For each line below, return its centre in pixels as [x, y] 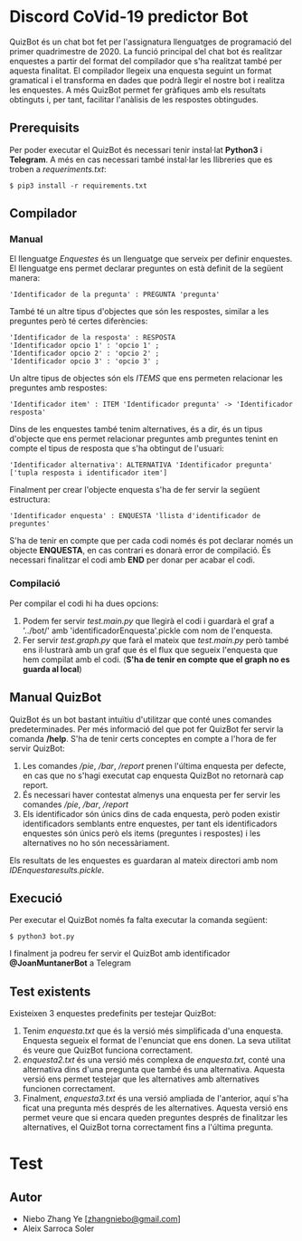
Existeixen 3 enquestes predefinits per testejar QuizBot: [113, 1014]
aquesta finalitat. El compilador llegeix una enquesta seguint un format [141, 71]
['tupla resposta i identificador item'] [89, 473]
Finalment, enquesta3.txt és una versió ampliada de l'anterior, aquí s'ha [156, 1099]
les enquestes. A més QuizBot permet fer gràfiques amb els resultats [138, 90]
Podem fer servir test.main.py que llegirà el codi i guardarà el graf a [148, 620]
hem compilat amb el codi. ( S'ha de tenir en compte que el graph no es [156, 659]
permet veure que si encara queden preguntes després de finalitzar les [155, 1118]
